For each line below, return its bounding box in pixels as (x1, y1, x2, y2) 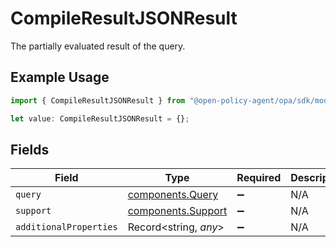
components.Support (127, 204, 228, 218)
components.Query (127, 188, 219, 202)
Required (236, 171, 282, 185)
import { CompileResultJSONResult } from (10, 95, 186, 106)
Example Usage (10, 69, 110, 86)
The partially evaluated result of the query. (10, 40, 186, 52)
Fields (10, 141, 50, 158)
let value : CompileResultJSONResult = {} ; (10, 113, 190, 124)
